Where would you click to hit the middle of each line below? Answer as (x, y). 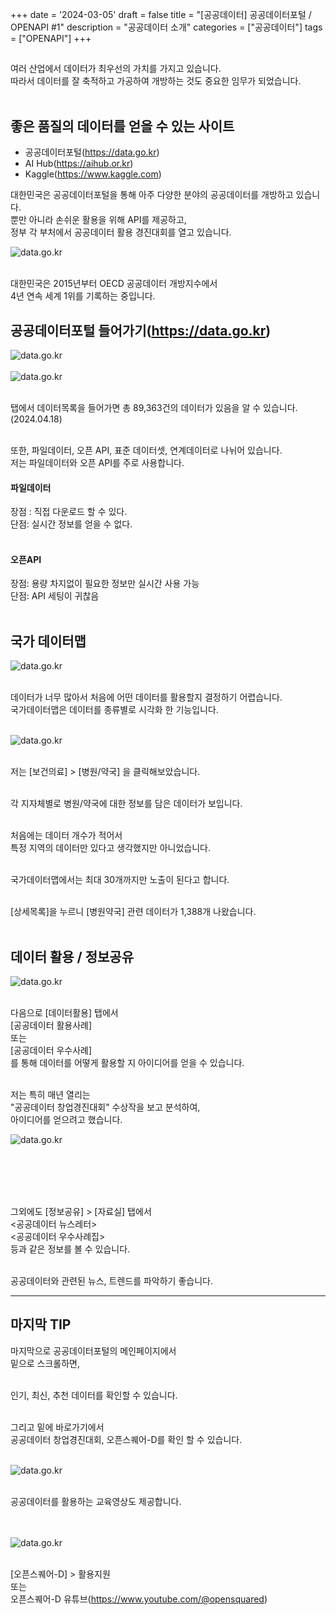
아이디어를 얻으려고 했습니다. (66, 1120)
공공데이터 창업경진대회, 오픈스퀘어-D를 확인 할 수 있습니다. (126, 1439)
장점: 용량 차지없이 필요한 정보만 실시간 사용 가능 (105, 584)
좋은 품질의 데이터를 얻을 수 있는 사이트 (122, 126)
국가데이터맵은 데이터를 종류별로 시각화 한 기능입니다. (114, 710)
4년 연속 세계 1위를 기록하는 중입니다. (83, 296)
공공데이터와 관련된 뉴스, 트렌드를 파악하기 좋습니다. (111, 1281)
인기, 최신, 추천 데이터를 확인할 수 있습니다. (94, 1395)
